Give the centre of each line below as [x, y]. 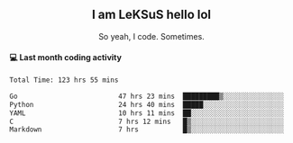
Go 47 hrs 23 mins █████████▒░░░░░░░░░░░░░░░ [146, 96]
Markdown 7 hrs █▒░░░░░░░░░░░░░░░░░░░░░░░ [146, 130]
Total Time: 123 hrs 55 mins [64, 80]
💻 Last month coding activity [65, 58]
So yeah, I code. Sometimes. [151, 36]
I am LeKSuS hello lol [151, 15]
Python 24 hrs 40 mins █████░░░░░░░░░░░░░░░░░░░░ [146, 104]
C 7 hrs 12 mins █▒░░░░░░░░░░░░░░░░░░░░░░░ [146, 121]
